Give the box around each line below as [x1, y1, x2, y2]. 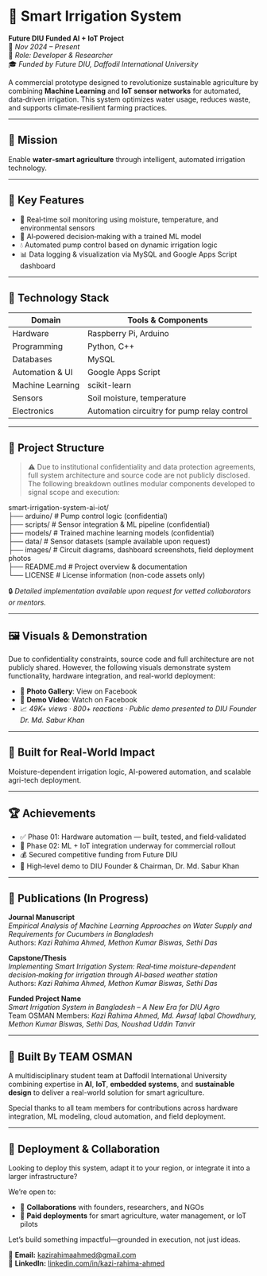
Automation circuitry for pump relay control [87, 405, 249, 416]
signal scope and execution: [27, 488, 121, 497]
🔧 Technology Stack [8, 291, 110, 304]
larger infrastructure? [8, 1172, 78, 1181]
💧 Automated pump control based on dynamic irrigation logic [19, 240, 218, 249]
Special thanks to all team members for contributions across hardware [8, 1104, 238, 1113]
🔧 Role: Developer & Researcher [8, 50, 114, 60]
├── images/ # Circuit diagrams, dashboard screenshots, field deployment [8, 545, 254, 555]
